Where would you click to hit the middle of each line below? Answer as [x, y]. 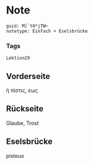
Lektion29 [18, 58]
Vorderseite [28, 76]
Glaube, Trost [23, 123]
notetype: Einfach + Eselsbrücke [47, 31]
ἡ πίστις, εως [22, 90]
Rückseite [25, 109]
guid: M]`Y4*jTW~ [27, 26]
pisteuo [15, 156]
